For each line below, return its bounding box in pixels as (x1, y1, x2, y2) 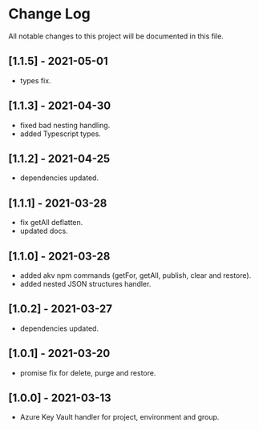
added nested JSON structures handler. (19, 279, 152, 288)
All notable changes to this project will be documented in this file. (8, 31, 225, 41)
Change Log (8, 5, 91, 23)
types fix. (19, 75, 51, 85)
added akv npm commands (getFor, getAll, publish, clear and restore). (19, 271, 252, 280)
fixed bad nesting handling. (19, 120, 111, 130)
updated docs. (19, 226, 68, 236)
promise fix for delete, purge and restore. (19, 368, 156, 377)
